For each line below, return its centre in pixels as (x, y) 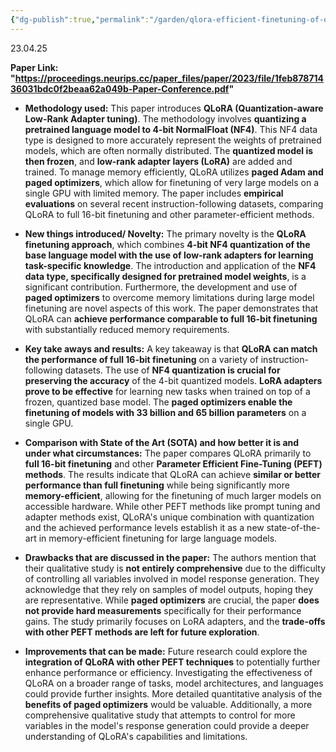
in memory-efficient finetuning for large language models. (158, 538)
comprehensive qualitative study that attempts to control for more (160, 715)
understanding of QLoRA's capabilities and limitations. (136, 736)
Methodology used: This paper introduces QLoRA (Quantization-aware (174, 108)
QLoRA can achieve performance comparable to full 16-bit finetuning (171, 318)
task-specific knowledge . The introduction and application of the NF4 (170, 265)
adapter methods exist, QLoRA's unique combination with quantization (169, 517)
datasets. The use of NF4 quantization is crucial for (172, 370)
